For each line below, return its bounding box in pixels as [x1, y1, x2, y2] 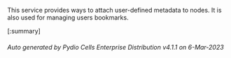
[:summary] [7, 27, 41, 35]
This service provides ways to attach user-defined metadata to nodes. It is [7, 6, 222, 14]
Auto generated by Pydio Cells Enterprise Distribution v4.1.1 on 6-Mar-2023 [7, 43, 224, 51]
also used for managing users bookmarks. [7, 13, 129, 22]
